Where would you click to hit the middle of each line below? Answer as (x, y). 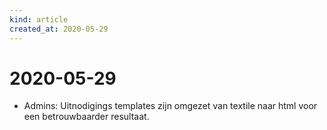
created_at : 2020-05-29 (59, 29)
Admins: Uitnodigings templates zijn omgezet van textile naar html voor (170, 106)
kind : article (39, 19)
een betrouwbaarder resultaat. (86, 117)
